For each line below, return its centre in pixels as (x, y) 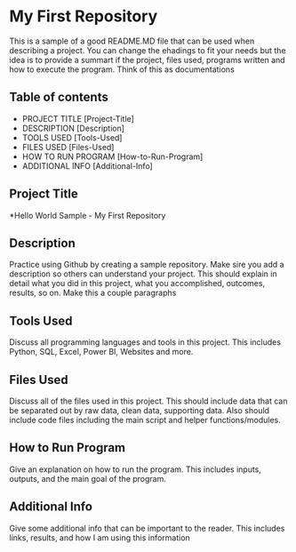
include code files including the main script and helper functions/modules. (145, 420)
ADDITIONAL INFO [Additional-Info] (87, 165)
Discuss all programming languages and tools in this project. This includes (145, 342)
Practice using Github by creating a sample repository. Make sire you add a (147, 265)
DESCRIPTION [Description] (73, 128)
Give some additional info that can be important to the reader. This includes (147, 528)
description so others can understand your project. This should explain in (143, 274)
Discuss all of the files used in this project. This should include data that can (148, 401)
